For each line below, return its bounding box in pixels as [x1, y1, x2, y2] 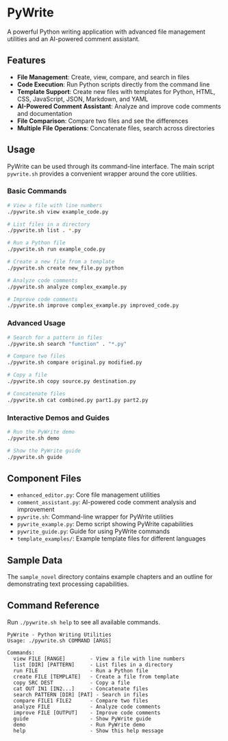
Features [7, 55, 46, 67]
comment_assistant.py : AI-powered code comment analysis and [16, 498, 197, 506]
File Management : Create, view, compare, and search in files [16, 73, 190, 81]
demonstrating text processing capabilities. [7, 580, 129, 588]
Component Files [7, 472, 81, 484]
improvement [16, 506, 55, 514]
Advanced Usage [7, 318, 66, 328]
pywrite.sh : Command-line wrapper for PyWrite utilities [16, 513, 174, 521]
